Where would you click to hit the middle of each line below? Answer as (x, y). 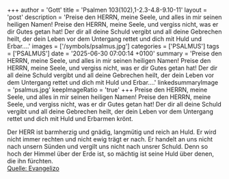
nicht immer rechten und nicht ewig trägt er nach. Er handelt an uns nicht (110, 139)
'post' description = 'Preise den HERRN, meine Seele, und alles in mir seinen (114, 17)
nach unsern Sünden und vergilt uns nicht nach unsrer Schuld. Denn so (108, 147)
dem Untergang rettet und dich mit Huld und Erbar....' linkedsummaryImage (113, 82)
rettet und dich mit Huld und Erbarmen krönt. (70, 119)
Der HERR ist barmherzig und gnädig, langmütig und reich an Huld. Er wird (112, 132)
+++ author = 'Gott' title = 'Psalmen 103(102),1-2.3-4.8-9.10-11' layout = (107, 10)
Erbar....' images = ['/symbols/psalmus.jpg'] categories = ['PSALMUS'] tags (113, 46)
